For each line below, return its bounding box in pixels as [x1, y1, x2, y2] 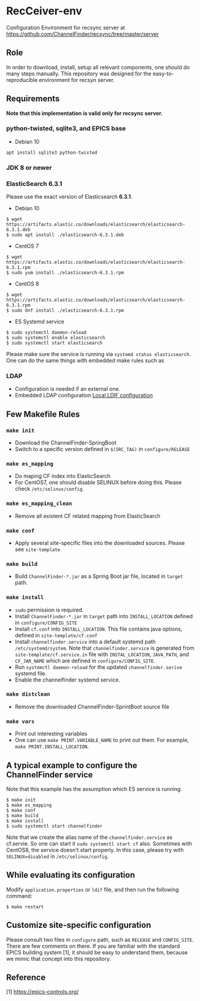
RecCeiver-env [6, 4, 82, 18]
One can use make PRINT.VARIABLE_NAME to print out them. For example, [14, 737, 189, 744]
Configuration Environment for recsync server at [6, 24, 125, 31]
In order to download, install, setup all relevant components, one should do [6, 63, 190, 71]
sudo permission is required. [14, 606, 84, 613]
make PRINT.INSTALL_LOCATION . [14, 743, 90, 750]
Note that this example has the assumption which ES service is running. [6, 785, 182, 792]
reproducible [6, 76, 38, 83]
